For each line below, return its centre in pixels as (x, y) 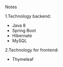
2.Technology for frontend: (32, 50)
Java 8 (19, 25)
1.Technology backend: (28, 16)
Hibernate (22, 36)
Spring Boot (24, 30)
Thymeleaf (23, 59)
